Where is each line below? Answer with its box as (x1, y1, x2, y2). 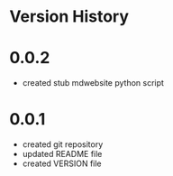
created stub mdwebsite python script (22, 78, 165, 88)
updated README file (22, 149, 103, 160)
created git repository (22, 139, 104, 150)
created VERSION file (22, 158, 102, 169)
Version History (9, 6, 129, 27)
